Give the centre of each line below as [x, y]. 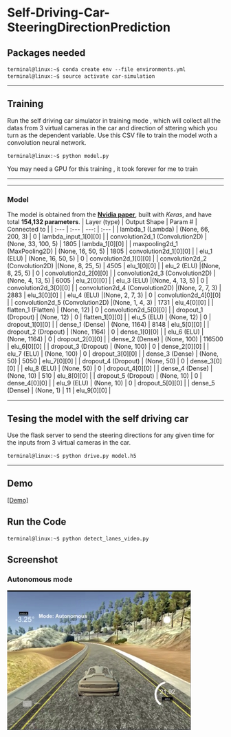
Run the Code [37, 522]
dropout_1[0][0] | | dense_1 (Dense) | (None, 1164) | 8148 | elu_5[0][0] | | [108, 325]
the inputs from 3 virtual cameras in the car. [69, 442]
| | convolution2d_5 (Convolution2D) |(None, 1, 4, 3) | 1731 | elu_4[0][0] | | [110, 303]
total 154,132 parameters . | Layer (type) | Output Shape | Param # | [102, 222]
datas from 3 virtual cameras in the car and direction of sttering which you [112, 128]
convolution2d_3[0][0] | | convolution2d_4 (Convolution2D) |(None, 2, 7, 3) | [114, 288]
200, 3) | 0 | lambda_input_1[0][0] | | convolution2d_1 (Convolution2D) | [107, 236]
